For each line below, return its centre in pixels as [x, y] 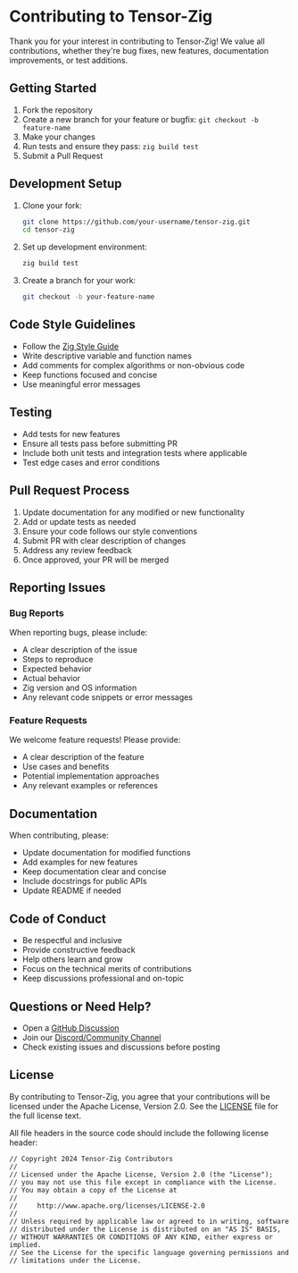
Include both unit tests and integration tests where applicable [135, 452]
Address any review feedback [77, 550]
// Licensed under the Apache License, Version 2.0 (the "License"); [141, 1174]
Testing [31, 413]
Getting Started [53, 88]
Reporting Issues [58, 587]
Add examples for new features [80, 862]
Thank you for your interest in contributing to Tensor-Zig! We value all [137, 41]
